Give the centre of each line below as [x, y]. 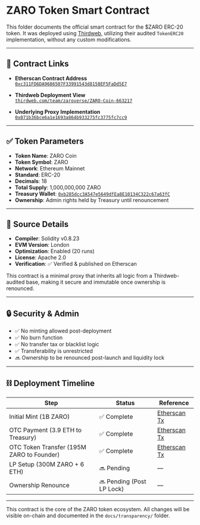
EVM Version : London [42, 245]
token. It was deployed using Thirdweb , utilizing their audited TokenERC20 [95, 33]
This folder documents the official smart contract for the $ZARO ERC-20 [95, 27]
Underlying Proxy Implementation [57, 111]
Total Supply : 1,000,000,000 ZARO [58, 187]
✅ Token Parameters [45, 142]
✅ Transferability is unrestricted [54, 351]
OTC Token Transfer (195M [48, 447]
